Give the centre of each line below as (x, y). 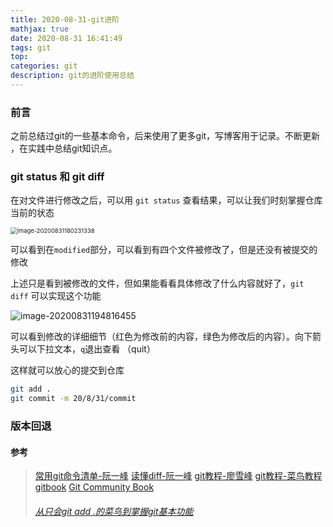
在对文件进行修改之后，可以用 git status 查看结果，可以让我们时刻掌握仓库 (166, 200)
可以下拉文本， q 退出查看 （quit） (87, 349)
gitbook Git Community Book (94, 487)
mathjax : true (40, 29)
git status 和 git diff (57, 177)
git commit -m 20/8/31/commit (73, 399)
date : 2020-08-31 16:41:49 (66, 38)
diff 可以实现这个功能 (56, 296)
